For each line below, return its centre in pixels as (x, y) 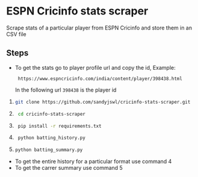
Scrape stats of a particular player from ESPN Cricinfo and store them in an (99, 28)
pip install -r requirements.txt (60, 126)
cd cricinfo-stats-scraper (51, 114)
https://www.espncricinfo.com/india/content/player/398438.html (100, 79)
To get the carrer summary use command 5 (69, 168)
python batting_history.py (51, 138)
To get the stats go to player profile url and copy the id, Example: (95, 67)
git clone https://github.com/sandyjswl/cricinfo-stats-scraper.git (103, 102)
